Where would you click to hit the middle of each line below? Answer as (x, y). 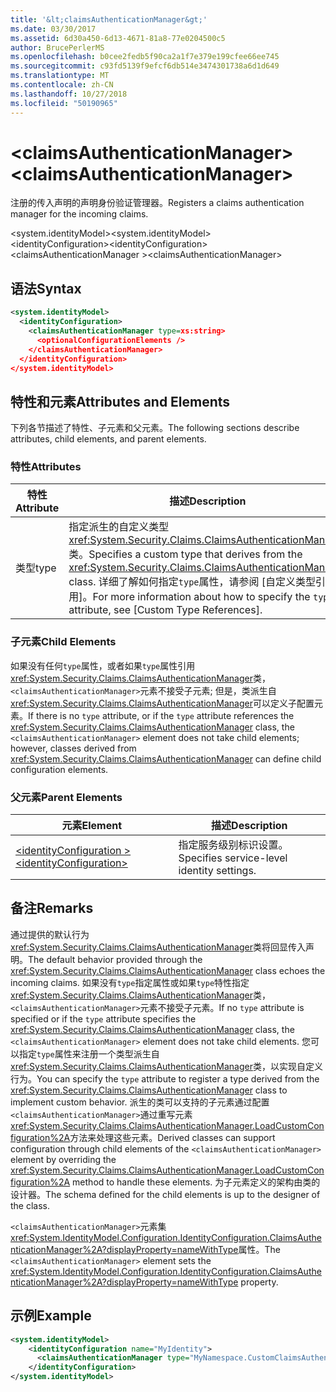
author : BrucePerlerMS (57, 47)
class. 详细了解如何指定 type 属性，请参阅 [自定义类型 (192, 582)
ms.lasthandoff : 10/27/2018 (69, 94)
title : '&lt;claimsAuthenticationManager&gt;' (109, 19)
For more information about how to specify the (201, 597)
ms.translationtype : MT (60, 76)
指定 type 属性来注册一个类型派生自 (89, 1053)
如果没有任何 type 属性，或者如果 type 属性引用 (103, 665)
